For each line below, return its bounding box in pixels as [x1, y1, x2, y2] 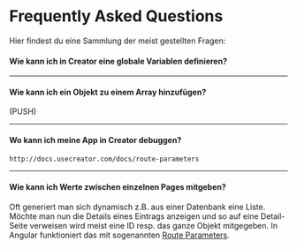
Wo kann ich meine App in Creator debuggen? [9, 134, 182, 145]
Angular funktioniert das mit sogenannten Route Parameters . [9, 230, 230, 240]
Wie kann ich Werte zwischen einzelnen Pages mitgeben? [9, 182, 227, 192]
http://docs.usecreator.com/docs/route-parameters [9, 155, 200, 163]
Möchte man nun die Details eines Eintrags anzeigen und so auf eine [9, 210, 259, 222]
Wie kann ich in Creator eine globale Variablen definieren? [9, 56, 228, 66]
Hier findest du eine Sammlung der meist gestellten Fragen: [9, 35, 226, 46]
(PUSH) [9, 106, 37, 117]
